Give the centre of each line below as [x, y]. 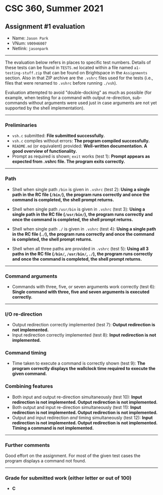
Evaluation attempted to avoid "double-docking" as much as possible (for [78, 92]
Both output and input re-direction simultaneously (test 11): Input [77, 407]
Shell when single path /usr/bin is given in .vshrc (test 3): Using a [79, 209]
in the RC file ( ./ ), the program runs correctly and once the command [83, 234]
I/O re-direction [24, 314]
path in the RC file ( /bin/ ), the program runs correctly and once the [81, 194]
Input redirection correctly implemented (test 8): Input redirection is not [84, 335]
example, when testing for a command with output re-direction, [68, 97]
